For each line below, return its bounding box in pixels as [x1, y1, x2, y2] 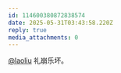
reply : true [8, 26, 47, 34]
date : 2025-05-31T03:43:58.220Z [8, 19, 113, 27]
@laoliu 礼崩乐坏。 [8, 56, 69, 65]
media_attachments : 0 [8, 33, 79, 42]
